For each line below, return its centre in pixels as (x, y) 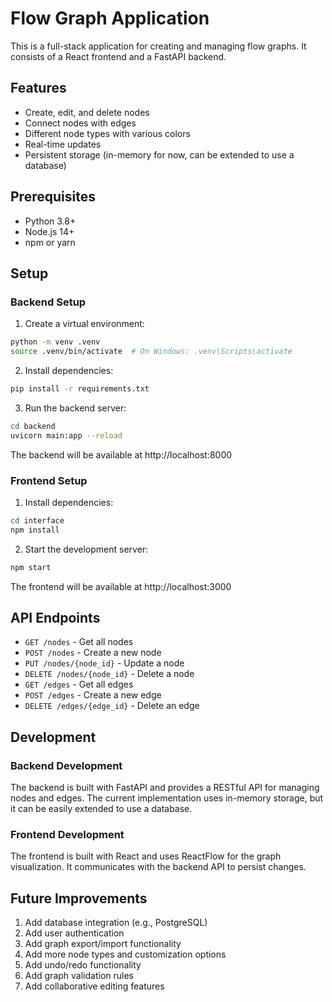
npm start (31, 567)
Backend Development (66, 765)
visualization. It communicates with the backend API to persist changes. (158, 867)
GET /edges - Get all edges (79, 684)
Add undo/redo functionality (83, 965)
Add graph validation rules (79, 976)
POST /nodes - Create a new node (93, 653)
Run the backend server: (75, 408)
